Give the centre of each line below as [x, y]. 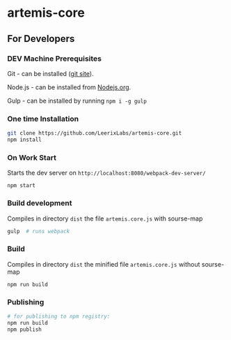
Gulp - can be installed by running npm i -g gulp [77, 101]
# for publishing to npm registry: [59, 316]
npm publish [24, 330]
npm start [22, 186]
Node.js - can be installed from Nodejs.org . [69, 87]
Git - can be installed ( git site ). [50, 73]
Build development [40, 203]
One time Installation [43, 119]
